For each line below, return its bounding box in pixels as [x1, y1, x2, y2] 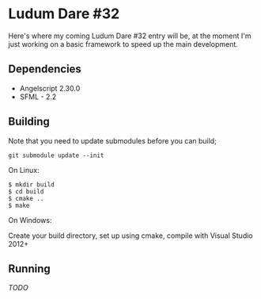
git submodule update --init [8, 151, 104, 159]
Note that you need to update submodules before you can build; [8, 136, 217, 145]
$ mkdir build [8, 180, 55, 189]
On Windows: [8, 215, 52, 224]
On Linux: [8, 165, 40, 174]
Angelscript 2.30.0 [19, 83, 81, 93]
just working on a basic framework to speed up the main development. [8, 39, 239, 48]
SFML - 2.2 [19, 92, 57, 102]
